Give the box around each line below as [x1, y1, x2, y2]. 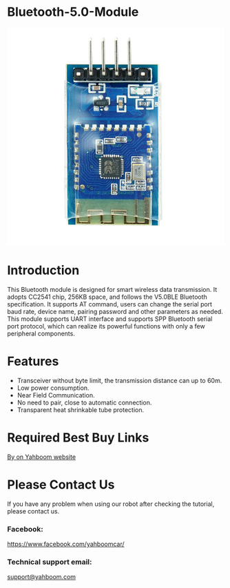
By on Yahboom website [7, 453, 76, 461]
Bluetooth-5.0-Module [7, 4, 139, 20]
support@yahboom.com [7, 573, 76, 581]
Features [7, 353, 59, 369]
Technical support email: [7, 557, 92, 567]
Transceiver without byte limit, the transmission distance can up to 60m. [17, 376, 222, 384]
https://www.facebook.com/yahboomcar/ [7, 540, 125, 548]
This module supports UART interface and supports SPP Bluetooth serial [7, 315, 213, 323]
